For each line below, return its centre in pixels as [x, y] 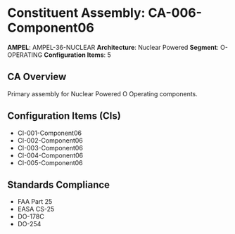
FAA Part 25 [35, 202]
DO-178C [31, 216]
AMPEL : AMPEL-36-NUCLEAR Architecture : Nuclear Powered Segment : [113, 47]
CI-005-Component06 [50, 162]
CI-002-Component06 [50, 140]
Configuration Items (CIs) [64, 116]
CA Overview [37, 77]
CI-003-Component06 [50, 148]
